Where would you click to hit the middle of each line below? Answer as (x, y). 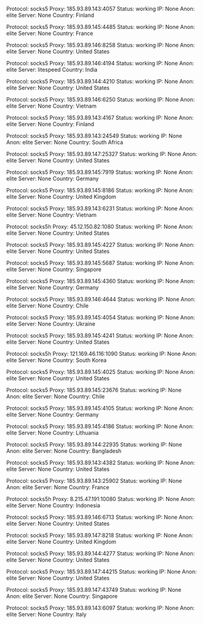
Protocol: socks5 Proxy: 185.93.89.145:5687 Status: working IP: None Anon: (101, 263)
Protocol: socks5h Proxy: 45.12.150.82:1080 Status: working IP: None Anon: (100, 227)
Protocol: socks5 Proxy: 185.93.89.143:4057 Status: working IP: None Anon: (101, 9)
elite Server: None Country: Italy (46, 614)
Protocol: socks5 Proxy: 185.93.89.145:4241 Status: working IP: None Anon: (100, 336)
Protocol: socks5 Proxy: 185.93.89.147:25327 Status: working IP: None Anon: (102, 154)
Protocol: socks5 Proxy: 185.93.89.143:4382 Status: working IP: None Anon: (101, 463)
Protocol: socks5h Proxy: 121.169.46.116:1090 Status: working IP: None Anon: (101, 354)
